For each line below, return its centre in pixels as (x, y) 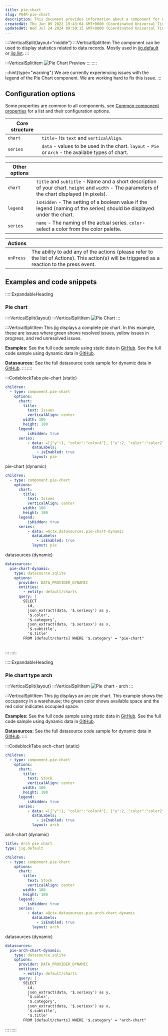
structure (22, 129)
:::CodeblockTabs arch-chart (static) (42, 746)
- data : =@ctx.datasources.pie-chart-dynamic (75, 531)
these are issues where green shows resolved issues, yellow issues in (77, 333)
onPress (17, 258)
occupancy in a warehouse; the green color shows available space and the (82, 701)
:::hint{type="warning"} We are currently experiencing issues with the (77, 72)
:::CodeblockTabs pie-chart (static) (41, 378)
